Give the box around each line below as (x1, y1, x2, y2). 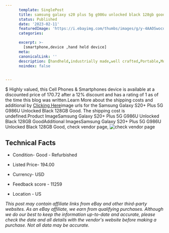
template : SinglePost (18, 7, 64, 13)
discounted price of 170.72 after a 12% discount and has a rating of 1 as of (5, 92, 159, 98)
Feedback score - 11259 (12, 181, 62, 187)
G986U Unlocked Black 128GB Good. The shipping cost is (5, 108, 125, 114)
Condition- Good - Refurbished (12, 152, 77, 158)
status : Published (18, 17, 57, 22)
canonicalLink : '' (18, 54, 57, 59)
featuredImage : (18, 26, 51, 31)
